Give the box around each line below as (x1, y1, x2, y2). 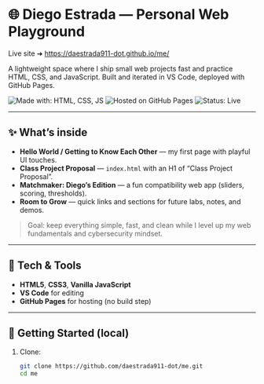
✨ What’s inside (8, 126, 88, 139)
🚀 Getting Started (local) (8, 326, 130, 339)
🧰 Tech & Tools (8, 259, 82, 272)
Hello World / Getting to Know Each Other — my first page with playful (19, 147, 251, 156)
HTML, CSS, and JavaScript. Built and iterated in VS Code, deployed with (8, 72, 245, 82)
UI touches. (19, 155, 57, 164)
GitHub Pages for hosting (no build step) (19, 296, 152, 305)
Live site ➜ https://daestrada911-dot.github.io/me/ (8, 49, 170, 58)
